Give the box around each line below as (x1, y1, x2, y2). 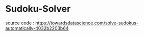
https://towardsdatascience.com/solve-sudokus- (35, 20, 139, 26)
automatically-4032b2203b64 (5, 25, 69, 31)
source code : (5, 20, 35, 26)
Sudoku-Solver (5, 3, 71, 15)
